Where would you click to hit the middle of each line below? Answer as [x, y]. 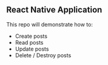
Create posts [31, 36]
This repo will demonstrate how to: [49, 24]
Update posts [32, 49]
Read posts [29, 42]
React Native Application [54, 10]
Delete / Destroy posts [43, 55]
